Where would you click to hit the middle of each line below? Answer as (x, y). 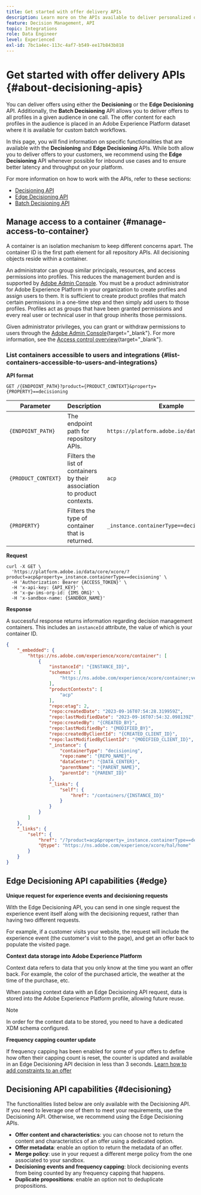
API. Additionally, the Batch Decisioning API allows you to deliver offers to (98, 110)
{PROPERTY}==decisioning (37, 392)
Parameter (35, 406)
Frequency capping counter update (51, 1039)
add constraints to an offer (39, 1070)
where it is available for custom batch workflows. (67, 130)
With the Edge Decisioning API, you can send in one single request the (93, 907)
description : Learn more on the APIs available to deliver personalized (99, 17)
